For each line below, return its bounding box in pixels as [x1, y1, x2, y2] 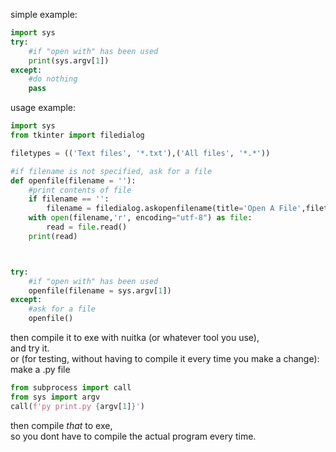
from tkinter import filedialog [10, 130, 145, 140]
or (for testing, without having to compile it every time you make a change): [10, 353, 320, 364]
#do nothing [28, 74, 78, 84]
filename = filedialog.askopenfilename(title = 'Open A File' [46, 204, 302, 214]
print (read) [28, 231, 78, 241]
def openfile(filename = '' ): [10, 175, 137, 186]
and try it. [10, 342, 50, 354]
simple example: [10, 9, 78, 20]
